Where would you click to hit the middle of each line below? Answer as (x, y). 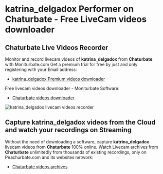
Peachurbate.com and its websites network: (49, 157)
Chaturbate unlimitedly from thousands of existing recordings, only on (76, 152)
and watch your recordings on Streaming (68, 130)
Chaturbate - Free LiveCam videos (76, 19)
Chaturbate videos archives (40, 167)
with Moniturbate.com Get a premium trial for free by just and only (71, 64)
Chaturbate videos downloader (43, 98)
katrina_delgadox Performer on (69, 9)
